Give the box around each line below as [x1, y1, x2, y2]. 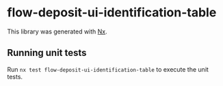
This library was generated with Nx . [7, 27, 107, 35]
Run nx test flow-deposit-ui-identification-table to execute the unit [7, 65, 209, 73]
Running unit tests [7, 47, 87, 59]
